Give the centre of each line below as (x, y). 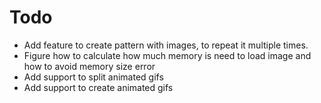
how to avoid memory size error (89, 66)
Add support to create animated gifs (98, 87)
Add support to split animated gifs (93, 77)
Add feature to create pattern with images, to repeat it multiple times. (166, 45)
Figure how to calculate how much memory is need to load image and (167, 55)
